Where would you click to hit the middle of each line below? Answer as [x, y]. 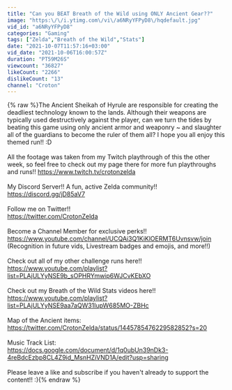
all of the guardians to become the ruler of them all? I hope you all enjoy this [116, 135]
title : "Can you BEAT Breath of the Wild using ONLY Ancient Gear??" [110, 14]
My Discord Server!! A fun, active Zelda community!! [83, 187]
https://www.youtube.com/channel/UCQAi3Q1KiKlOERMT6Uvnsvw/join [109, 239]
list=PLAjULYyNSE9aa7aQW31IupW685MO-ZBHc [78, 305]
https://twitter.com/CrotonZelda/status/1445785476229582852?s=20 [107, 328]
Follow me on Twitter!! [39, 209]
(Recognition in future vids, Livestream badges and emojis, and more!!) [109, 246]
